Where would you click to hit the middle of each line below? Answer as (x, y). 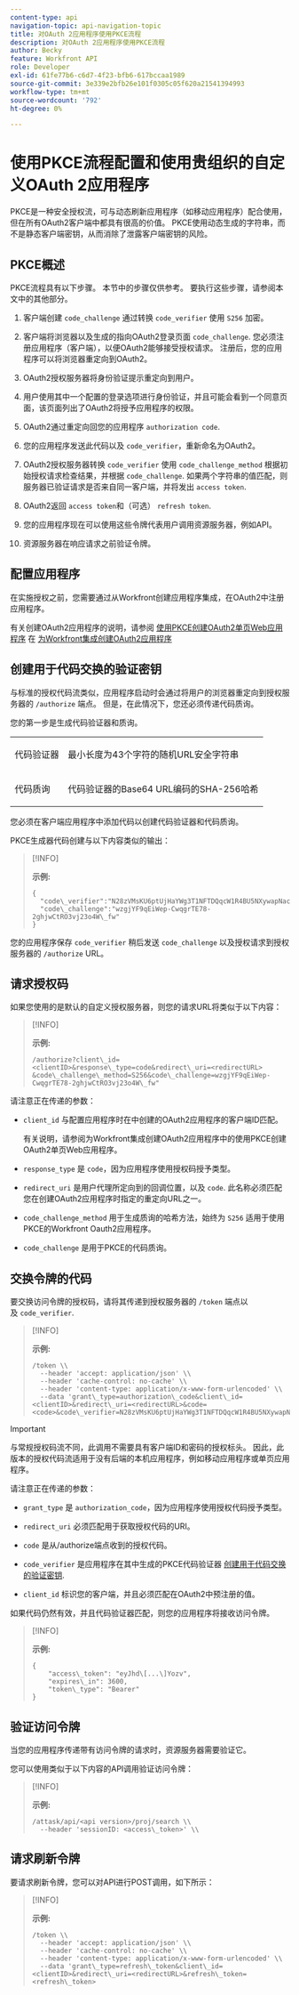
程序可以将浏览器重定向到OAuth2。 (87, 359)
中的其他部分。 (45, 299)
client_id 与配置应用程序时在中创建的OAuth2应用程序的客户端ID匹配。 (153, 1120)
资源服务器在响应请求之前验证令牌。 (89, 543)
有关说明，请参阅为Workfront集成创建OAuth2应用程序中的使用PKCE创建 (154, 1139)
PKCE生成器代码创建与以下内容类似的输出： (90, 840)
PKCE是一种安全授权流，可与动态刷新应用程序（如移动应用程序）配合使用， (149, 212)
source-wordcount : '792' (56, 100)
